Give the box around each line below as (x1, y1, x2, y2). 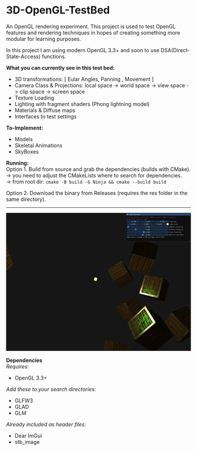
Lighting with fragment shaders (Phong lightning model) (14, 100, 150, 107)
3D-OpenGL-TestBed (6, 4, 110, 17)
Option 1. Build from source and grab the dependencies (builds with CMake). (6, 165, 191, 173)
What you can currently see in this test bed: (6, 64, 115, 71)
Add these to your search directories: (6, 386, 96, 393)
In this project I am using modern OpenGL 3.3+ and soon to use (6, 46, 159, 53)
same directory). (6, 196, 46, 203)
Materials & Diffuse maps (14, 107, 76, 114)
